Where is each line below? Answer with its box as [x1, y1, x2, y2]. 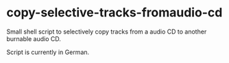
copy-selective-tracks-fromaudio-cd [6, 5, 223, 21]
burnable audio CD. [6, 34, 61, 42]
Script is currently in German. [6, 48, 90, 56]
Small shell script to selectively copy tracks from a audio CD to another [6, 27, 207, 36]
